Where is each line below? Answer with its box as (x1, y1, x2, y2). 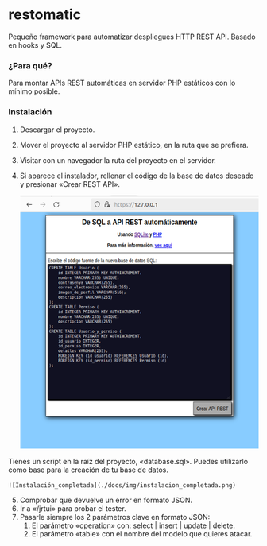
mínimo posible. (8, 87, 60, 96)
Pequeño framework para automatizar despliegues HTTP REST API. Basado (8, 32, 256, 41)
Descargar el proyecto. (19, 125, 95, 134)
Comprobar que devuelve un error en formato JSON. (19, 495, 193, 505)
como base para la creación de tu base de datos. (8, 465, 168, 474)
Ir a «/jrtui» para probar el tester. (19, 503, 126, 513)
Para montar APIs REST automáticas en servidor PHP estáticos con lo (8, 78, 236, 88)
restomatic (8, 6, 82, 24)
